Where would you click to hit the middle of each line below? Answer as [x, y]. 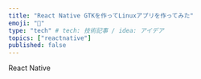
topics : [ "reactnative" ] [50, 38]
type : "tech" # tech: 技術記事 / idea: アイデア [86, 30]
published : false [37, 45]
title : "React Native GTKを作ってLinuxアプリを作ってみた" [101, 16]
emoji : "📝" [27, 23]
